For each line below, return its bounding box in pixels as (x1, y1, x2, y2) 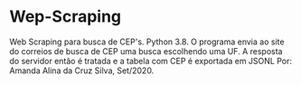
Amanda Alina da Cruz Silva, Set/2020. (9, 65, 155, 76)
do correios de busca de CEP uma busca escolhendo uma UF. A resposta (9, 45, 283, 56)
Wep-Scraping (9, 6, 122, 27)
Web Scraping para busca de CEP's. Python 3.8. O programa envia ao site (9, 36, 285, 47)
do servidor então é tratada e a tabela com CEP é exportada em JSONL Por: (9, 55, 292, 66)
